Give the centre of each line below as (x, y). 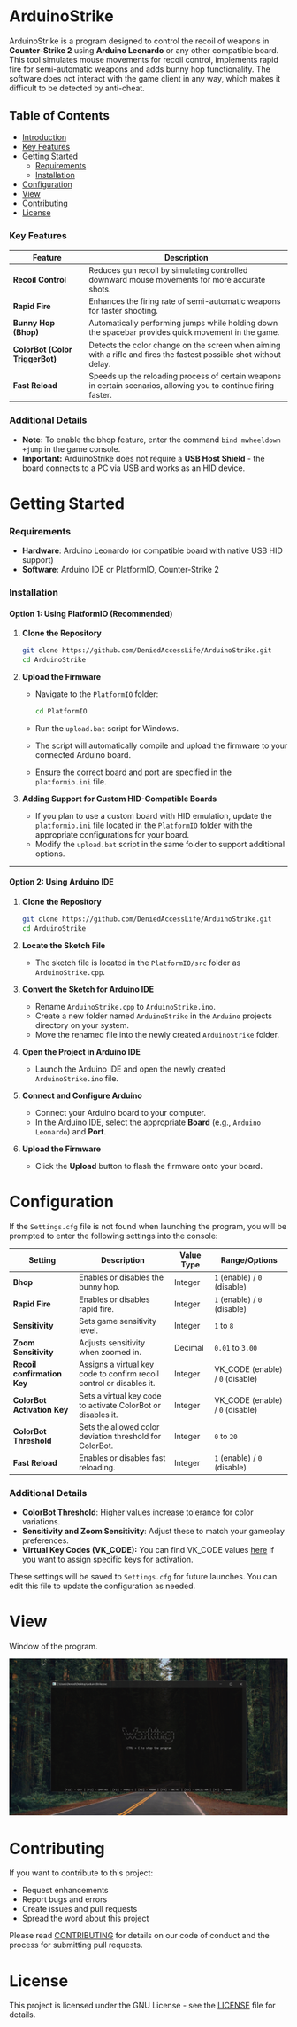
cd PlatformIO (61, 711)
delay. (100, 363)
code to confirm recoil (119, 1374)
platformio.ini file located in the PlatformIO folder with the (144, 825)
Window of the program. (54, 1646)
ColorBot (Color (42, 350)
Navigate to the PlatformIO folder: (97, 694)
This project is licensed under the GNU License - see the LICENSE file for (142, 2006)
